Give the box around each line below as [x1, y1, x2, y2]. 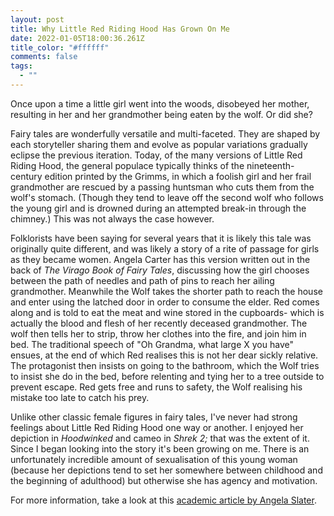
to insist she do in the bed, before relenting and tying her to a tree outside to [10, 370, 325, 382]
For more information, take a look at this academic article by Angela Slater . [10, 494, 317, 506]
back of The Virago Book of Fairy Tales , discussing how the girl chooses [10, 264, 310, 276]
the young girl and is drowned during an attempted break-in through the [10, 202, 307, 214]
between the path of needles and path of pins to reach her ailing [10, 274, 275, 286]
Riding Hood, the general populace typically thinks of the [10, 159, 245, 171]
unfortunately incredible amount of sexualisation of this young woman [10, 453, 298, 465]
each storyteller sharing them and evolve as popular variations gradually [10, 138, 308, 150]
